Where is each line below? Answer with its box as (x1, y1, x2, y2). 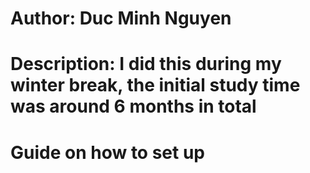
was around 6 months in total (10, 95, 257, 118)
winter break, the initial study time (10, 74, 301, 97)
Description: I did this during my (10, 53, 282, 76)
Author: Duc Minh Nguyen (10, 7, 232, 30)
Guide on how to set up (10, 141, 205, 164)
